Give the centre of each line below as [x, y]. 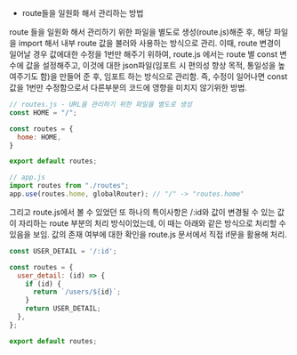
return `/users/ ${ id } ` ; [77, 292]
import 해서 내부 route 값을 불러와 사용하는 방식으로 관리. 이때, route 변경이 [150, 43]
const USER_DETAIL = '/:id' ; [63, 251]
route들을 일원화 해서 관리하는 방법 [83, 13]
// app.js [28, 177]
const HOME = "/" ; [43, 113]
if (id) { [44, 284]
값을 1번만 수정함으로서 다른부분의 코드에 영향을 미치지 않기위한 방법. [128, 88]
